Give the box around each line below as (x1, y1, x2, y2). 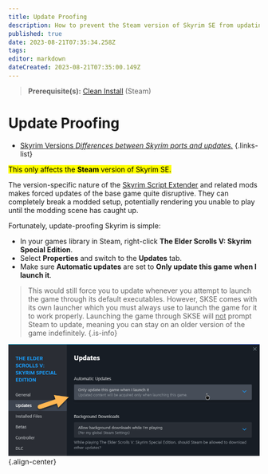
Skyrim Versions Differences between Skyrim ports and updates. (19, 140, 234, 150)
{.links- (235, 140, 258, 150)
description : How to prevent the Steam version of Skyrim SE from (8, 21, 234, 30)
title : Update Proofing (8, 13, 88, 21)
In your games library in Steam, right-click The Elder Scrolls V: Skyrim (19, 236, 252, 246)
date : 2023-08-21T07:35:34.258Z (8, 38, 116, 46)
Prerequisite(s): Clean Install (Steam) (27, 86, 152, 96)
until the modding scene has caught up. (8, 205, 139, 215)
